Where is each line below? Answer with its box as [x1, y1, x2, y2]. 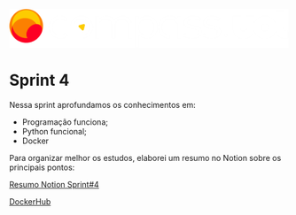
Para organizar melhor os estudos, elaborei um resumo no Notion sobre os [9, 152, 282, 163]
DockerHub [9, 196, 51, 207]
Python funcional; [21, 126, 87, 136]
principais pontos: [9, 162, 75, 173]
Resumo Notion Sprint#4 [9, 179, 99, 189]
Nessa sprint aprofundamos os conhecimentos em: [9, 99, 197, 110]
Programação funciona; [21, 116, 109, 127]
